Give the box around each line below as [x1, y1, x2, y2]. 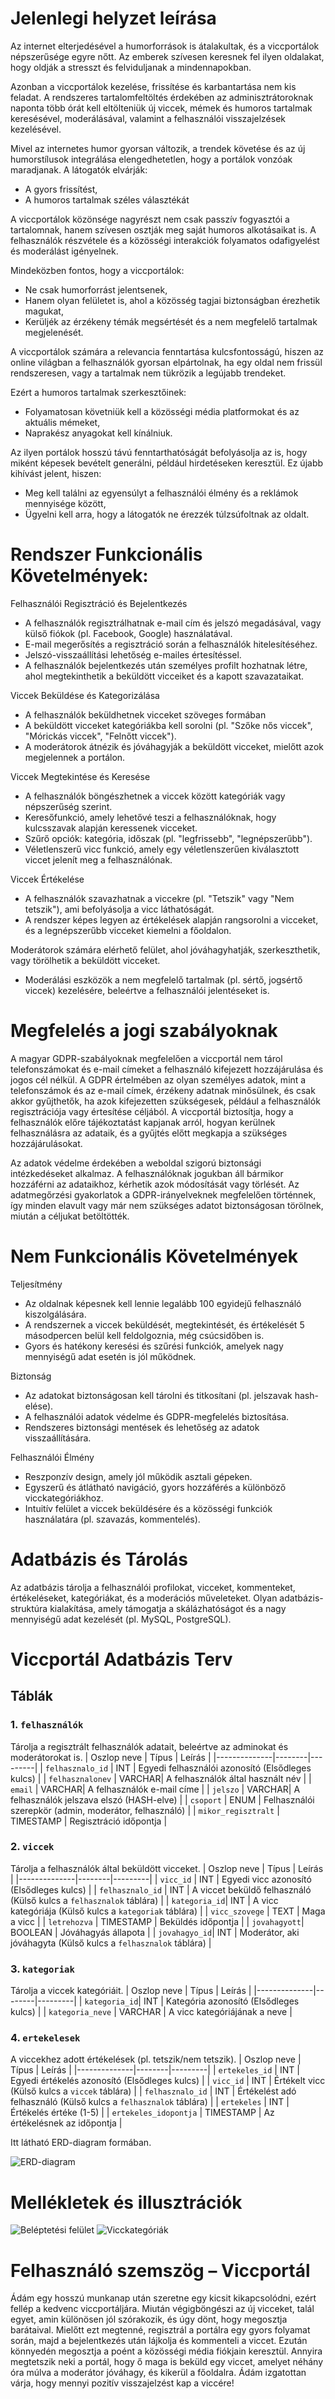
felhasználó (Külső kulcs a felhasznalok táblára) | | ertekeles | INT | [10, 2096, 290, 2108]
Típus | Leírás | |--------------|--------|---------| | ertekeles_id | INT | [10, 2064, 300, 2076]
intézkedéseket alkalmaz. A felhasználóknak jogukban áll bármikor [10, 1167, 284, 1179]
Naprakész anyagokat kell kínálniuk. [24, 427, 173, 439]
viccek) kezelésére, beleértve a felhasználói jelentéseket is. [24, 984, 270, 996]
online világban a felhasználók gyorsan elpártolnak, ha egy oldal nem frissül [10, 356, 323, 368]
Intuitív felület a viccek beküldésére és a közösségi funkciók [24, 1502, 273, 1514]
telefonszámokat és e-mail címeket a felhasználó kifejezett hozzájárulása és [10, 1063, 324, 1075]
